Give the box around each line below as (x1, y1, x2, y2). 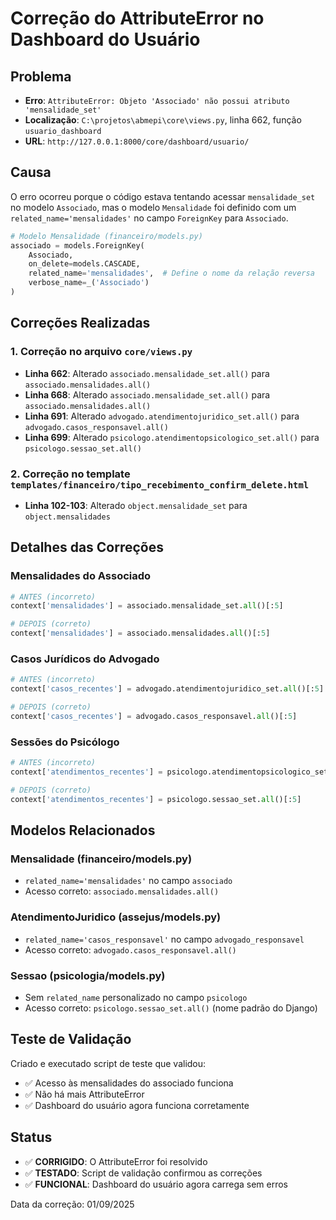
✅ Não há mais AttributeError (24, 1088, 145, 1100)
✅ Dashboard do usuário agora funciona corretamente (24, 1099, 250, 1111)
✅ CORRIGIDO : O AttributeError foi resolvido (24, 1155, 208, 1167)
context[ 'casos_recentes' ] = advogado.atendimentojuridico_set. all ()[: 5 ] (10, 684, 325, 694)
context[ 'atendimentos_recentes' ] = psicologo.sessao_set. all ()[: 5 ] (10, 794, 302, 804)
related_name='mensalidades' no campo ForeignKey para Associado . (10, 212, 289, 224)
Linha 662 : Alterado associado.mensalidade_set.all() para (24, 367, 270, 379)
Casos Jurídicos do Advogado (10, 652, 160, 666)
